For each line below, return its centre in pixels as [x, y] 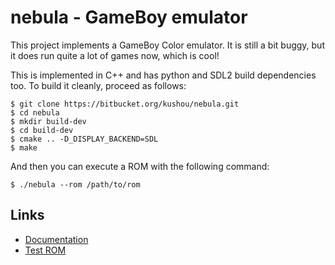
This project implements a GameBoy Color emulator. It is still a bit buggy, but [167, 45]
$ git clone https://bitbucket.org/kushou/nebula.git [125, 104]
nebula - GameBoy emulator [129, 17]
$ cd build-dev [42, 130]
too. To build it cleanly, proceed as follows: [98, 85]
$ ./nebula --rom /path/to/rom [75, 184]
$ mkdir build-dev [48, 121]
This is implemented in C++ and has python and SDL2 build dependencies [163, 75]
